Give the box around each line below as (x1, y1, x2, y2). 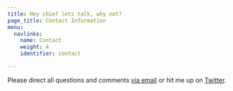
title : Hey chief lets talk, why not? (7, 10, 122, 18)
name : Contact (20, 37, 62, 44)
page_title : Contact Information (7, 17, 107, 24)
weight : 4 (20, 43, 50, 50)
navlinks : (13, 30, 43, 38)
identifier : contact (20, 50, 81, 58)
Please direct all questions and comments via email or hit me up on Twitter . (7, 75, 227, 84)
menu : (7, 23, 23, 31)
